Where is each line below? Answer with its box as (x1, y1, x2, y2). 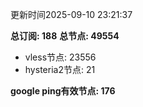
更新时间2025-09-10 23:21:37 (10, 9, 133, 20)
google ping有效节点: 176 (10, 85, 116, 97)
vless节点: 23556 (24, 51, 97, 63)
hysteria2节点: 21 (24, 64, 96, 75)
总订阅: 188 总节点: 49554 (10, 30, 120, 42)
